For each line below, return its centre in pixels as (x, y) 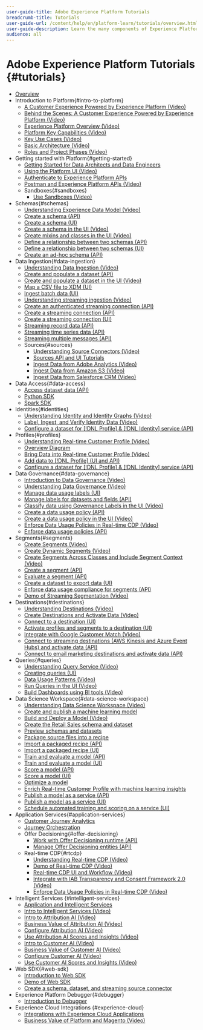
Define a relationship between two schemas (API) (85, 242)
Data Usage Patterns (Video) (60, 679)
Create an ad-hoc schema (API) (63, 255)
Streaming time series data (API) (64, 332)
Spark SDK (37, 403)
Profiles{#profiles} (38, 435)
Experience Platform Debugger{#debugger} (69, 995)
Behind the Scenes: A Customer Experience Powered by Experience (109, 113)
